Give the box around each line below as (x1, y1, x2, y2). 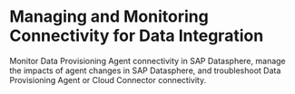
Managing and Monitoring (9, 6, 209, 27)
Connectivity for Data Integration (9, 25, 264, 46)
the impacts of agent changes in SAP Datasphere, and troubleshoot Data (9, 65, 281, 76)
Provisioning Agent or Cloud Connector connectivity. (9, 74, 207, 85)
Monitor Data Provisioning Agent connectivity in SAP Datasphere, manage (9, 55, 286, 66)
